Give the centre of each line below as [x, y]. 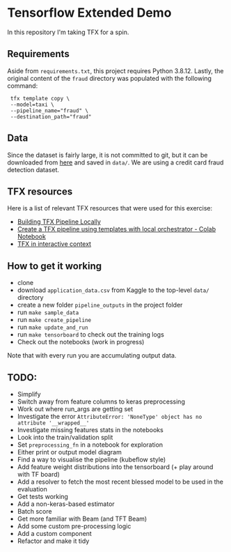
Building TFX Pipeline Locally [59, 222]
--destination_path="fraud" [51, 116]
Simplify [29, 394]
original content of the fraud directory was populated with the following [110, 78]
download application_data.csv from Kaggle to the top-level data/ [113, 290]
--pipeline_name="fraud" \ [49, 110]
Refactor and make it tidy [53, 541]
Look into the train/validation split [65, 437]
